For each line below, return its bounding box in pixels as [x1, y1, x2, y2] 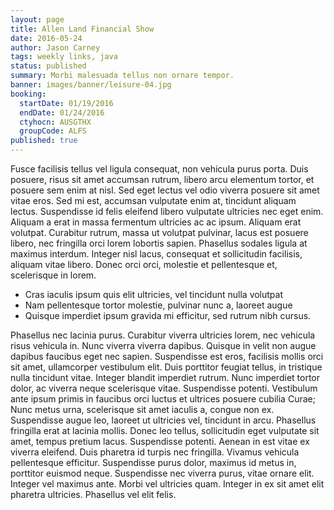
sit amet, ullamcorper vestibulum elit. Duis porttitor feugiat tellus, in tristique [10, 361, 323, 373]
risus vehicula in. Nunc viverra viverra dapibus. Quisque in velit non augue [10, 340, 317, 351]
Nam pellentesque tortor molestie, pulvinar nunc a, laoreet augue [24, 299, 293, 311]
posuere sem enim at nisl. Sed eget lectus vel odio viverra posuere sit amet [10, 184, 320, 196]
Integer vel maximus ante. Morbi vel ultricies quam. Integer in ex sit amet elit [10, 478, 325, 490]
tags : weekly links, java [10, 52, 118, 62]
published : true [10, 136, 78, 146]
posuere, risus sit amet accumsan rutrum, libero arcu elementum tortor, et [10, 174, 315, 185]
